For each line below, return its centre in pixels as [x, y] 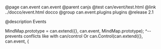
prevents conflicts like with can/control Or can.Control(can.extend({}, [74, 36]
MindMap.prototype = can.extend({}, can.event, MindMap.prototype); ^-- [78, 31]
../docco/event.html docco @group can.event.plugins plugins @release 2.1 [79, 12]
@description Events [26, 22]
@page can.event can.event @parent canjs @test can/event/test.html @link [80, 7]
